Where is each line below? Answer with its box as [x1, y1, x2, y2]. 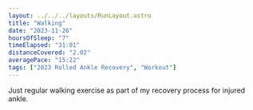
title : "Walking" [8, 19, 66, 27]
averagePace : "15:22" [8, 57, 81, 65]
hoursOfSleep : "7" [8, 33, 69, 42]
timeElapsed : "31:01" [8, 41, 81, 49]
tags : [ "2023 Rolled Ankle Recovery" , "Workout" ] [8, 64, 177, 72]
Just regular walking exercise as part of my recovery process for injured [8, 85, 246, 95]
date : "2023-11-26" [8, 26, 73, 34]
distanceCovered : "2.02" [8, 49, 91, 57]
